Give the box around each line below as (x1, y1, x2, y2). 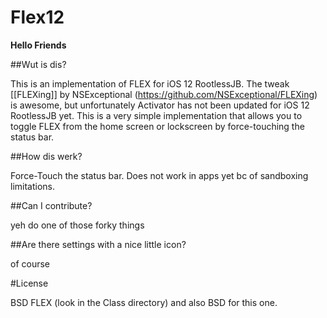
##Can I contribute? (10, 199, 93, 211)
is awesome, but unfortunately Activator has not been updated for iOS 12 (10, 99, 310, 111)
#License (10, 277, 49, 289)
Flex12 (10, 6, 65, 29)
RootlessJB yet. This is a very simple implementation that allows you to (10, 109, 303, 121)
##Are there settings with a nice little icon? (10, 238, 187, 250)
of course (10, 257, 51, 270)
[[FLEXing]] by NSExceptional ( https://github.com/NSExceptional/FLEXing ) (10, 88, 318, 100)
